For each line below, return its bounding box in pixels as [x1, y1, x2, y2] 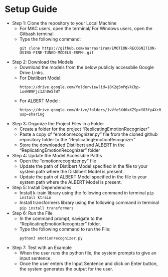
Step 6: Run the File [12, 210, 53, 216]
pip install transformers [19, 205, 74, 211]
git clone [19, 46, 41, 51]
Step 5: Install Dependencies [12, 184, 72, 190]
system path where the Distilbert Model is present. [19, 168, 124, 174]
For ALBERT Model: [19, 98, 60, 104]
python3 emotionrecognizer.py [19, 235, 83, 241]
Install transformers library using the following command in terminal [19, 199, 159, 205]
